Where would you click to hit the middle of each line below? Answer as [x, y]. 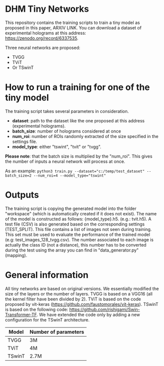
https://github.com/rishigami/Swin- [105, 309]
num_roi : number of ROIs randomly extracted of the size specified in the [85, 136]
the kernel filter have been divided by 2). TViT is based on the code [73, 299]
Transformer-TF [21, 315]
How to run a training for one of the [78, 87]
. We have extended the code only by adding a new [88, 315]
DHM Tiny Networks [47, 9]
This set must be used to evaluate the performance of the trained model [78, 234]
